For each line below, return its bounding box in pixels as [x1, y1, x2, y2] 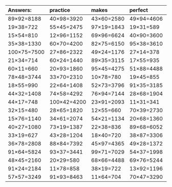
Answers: [8, 7, 32, 13]
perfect [130, 7, 148, 13]
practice [49, 7, 71, 13]
